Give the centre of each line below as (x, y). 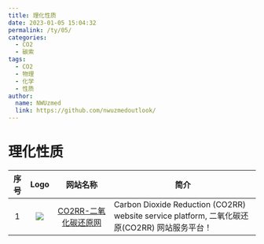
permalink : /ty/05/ (40, 30)
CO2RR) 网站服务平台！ (168, 227)
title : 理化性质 (32, 15)
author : (21, 96)
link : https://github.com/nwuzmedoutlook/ (86, 111)
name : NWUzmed (38, 103)
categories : (27, 37)
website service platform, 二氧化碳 (177, 216)
